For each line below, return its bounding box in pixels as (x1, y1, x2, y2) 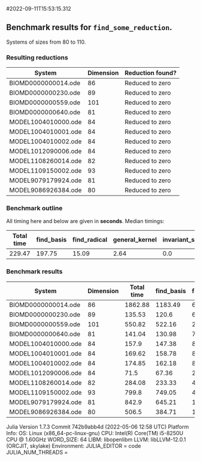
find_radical (72, 236, 108, 244)
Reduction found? (124, 69, 177, 77)
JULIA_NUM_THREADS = (6, 448, 68, 456)
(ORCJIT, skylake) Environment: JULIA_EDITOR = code (6, 442, 142, 449)
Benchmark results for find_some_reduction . (6, 22, 172, 32)
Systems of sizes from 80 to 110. (6, 38, 86, 46)
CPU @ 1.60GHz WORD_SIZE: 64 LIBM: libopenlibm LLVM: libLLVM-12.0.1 (6, 436, 187, 443)
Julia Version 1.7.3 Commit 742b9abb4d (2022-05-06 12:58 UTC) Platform (6, 423, 189, 430)
